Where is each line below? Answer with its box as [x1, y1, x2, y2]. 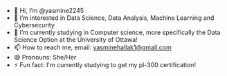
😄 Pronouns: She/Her [13, 53, 77, 61]
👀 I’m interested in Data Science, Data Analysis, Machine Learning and [13, 14, 215, 22]
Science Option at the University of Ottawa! [13, 36, 138, 44]
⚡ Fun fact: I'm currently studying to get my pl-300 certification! [13, 61, 196, 68]
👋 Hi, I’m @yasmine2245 [13, 7, 84, 14]
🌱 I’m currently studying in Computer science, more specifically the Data [13, 28, 221, 36]
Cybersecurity [13, 21, 55, 29]
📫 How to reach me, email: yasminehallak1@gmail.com [13, 43, 172, 51]
